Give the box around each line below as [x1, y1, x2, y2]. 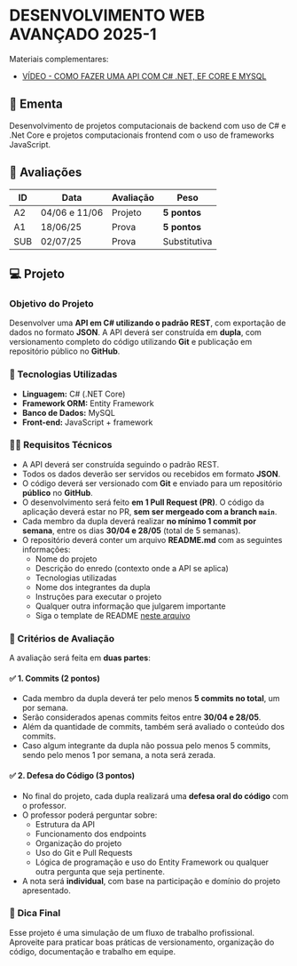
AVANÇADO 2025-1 [9, 24, 157, 44]
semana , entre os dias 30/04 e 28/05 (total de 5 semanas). [21, 525, 241, 536]
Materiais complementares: [9, 53, 109, 64]
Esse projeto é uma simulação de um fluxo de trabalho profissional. [9, 927, 255, 938]
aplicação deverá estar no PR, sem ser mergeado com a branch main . [21, 506, 277, 516]
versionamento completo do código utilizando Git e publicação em [9, 337, 253, 347]
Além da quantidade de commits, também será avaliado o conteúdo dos [21, 722, 285, 732]
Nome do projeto [35, 553, 98, 564]
